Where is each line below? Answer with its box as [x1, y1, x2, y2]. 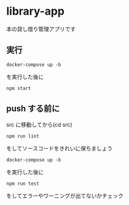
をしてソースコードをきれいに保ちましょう [6, 144, 113, 152]
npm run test [6, 181, 40, 187]
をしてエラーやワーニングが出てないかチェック [6, 192, 124, 199]
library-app [6, 4, 65, 18]
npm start [6, 85, 32, 91]
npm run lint [6, 133, 40, 139]
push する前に [6, 103, 60, 114]
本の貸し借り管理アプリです [6, 25, 76, 32]
